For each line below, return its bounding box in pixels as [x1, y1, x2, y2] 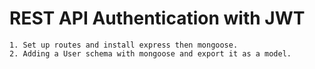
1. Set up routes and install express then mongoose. [9, 40, 239, 50]
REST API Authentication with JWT [9, 7, 306, 30]
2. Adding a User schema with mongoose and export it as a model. [9, 48, 292, 59]
